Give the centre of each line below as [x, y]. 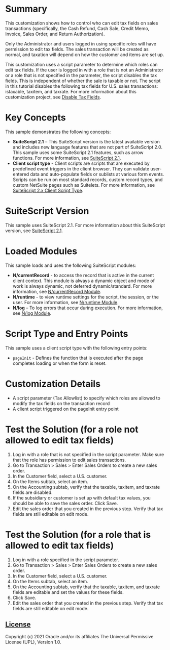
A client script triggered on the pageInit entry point [66, 409]
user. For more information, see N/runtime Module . [66, 302]
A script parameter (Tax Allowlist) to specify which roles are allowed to [87, 398]
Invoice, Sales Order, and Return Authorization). [55, 34]
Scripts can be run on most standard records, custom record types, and [88, 180]
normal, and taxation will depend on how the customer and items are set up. [85, 55]
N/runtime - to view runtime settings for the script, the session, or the [86, 297]
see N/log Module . [32, 313]
